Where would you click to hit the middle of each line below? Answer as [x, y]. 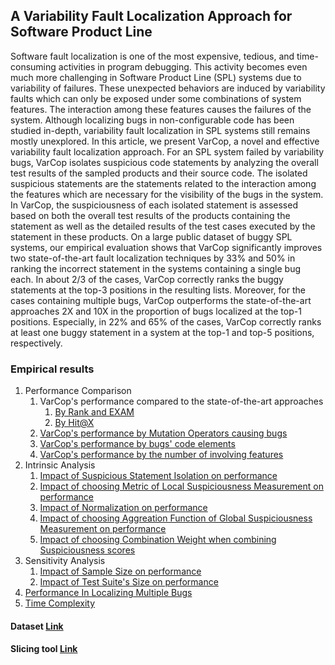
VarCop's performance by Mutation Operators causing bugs [163, 433]
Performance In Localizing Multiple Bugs [108, 593]
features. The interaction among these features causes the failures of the [161, 109]
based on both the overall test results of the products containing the [150, 215]
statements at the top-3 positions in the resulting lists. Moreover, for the [158, 290]
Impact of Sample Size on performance [120, 571]
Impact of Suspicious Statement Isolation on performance [158, 476]
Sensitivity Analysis [65, 561]
